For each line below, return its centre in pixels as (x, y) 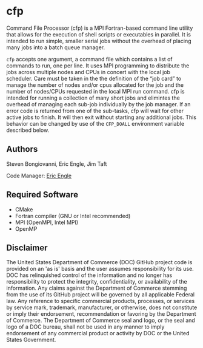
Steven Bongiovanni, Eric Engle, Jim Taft (57, 164)
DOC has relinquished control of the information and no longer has (89, 275)
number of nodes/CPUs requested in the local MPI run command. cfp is (95, 91)
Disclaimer (27, 247)
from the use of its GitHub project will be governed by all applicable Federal (101, 295)
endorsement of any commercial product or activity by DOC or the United (98, 333)
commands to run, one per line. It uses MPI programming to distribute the (98, 66)
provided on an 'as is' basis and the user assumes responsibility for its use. (100, 269)
